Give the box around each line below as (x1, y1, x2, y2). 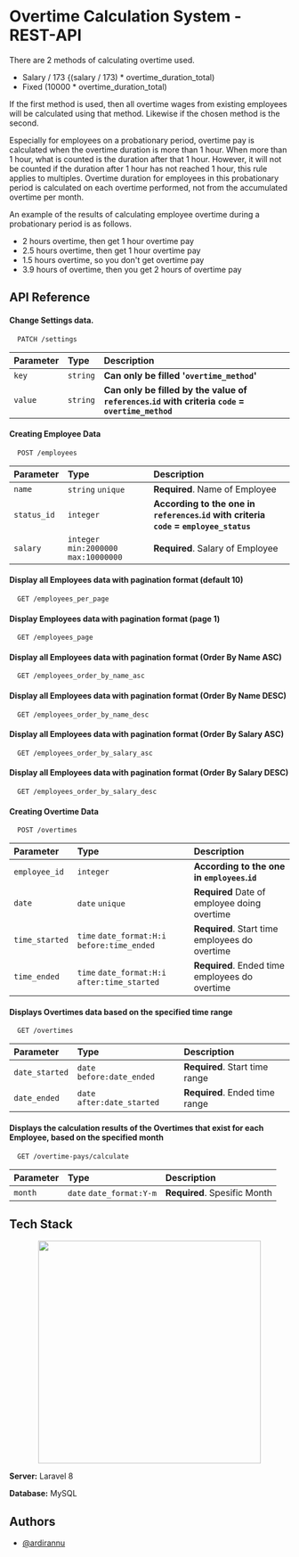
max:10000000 (67, 552, 123, 562)
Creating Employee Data (9, 429, 101, 439)
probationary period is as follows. (9, 218, 132, 229)
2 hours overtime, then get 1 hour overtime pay (21, 235, 194, 246)
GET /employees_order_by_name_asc (17, 671, 145, 681)
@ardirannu (21, 1537, 66, 1548)
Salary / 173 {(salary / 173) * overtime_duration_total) (21, 71, 215, 82)
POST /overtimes (17, 826, 77, 835)
